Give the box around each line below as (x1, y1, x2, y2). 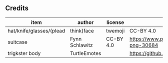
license (106, 18, 124, 25)
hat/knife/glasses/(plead (7, 27, 65, 34)
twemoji (105, 27, 125, 34)
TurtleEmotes (69, 49, 101, 56)
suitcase (7, 38, 27, 45)
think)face (69, 27, 94, 34)
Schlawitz (69, 41, 93, 48)
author (77, 18, 94, 25)
